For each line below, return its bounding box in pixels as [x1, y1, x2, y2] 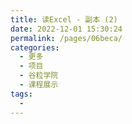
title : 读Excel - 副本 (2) [10, 14, 118, 25]
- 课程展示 [19, 80, 59, 90]
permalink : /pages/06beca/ [10, 33, 123, 43]
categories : [10, 42, 60, 53]
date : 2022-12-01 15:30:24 [10, 24, 123, 34]
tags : [10, 89, 33, 99]
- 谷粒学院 [19, 71, 59, 81]
